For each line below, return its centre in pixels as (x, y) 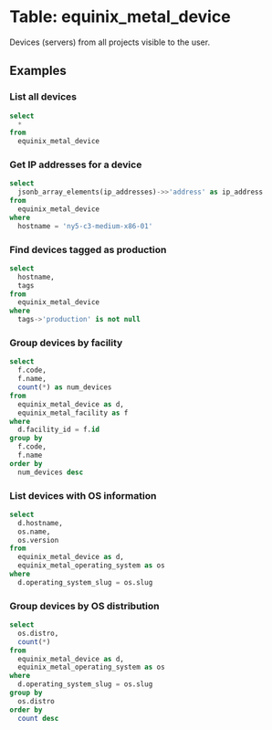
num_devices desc (51, 472)
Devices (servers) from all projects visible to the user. (110, 42)
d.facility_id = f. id (59, 430)
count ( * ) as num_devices (65, 387)
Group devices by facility (66, 343)
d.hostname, (41, 523)
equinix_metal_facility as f (73, 413)
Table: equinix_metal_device (120, 17)
